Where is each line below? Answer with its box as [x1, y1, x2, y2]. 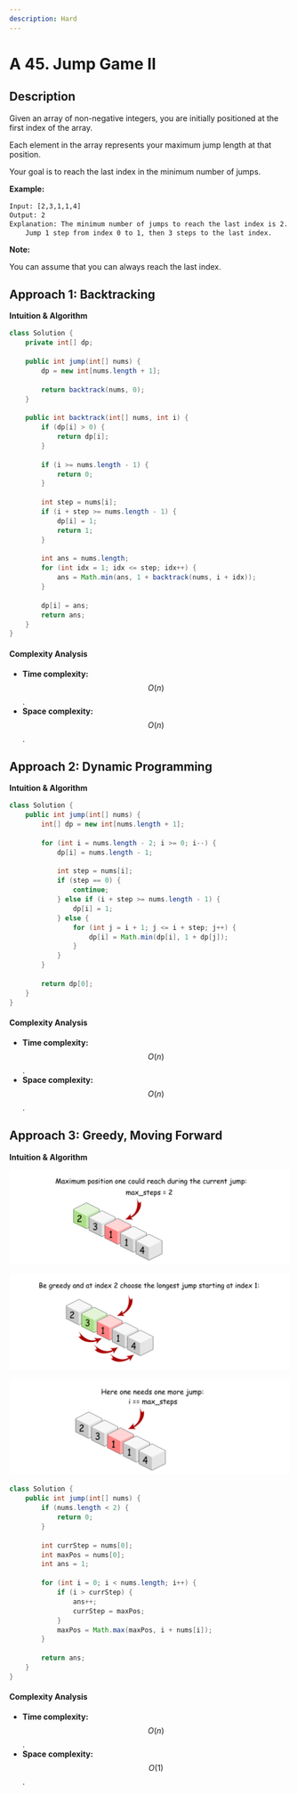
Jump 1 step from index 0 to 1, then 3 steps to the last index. [25, 228, 273, 238]
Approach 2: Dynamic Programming [9, 759, 213, 774]
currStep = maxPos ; [72, 1606, 145, 1615]
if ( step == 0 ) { [56, 877, 122, 885]
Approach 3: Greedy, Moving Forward [9, 1128, 223, 1143]
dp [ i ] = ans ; [41, 601, 90, 610]
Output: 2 [9, 210, 46, 220]
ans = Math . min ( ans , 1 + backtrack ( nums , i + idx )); [56, 573, 257, 582]
